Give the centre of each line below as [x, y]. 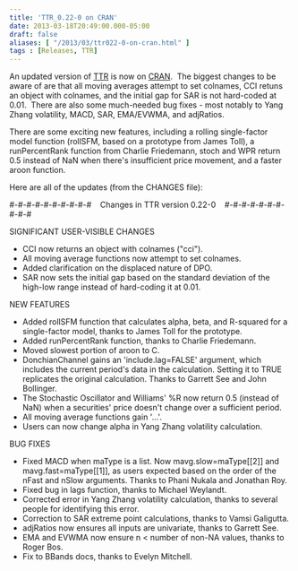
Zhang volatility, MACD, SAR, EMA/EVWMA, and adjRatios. [117, 115]
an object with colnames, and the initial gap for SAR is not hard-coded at [143, 96]
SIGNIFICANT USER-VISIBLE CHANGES [82, 232]
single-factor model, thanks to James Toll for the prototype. [132, 332]
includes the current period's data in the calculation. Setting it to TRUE [152, 369]
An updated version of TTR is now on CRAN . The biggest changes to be [143, 76]
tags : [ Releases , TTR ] [54, 51]
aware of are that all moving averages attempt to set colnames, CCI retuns [146, 86]
